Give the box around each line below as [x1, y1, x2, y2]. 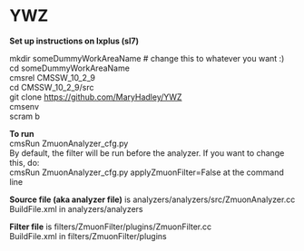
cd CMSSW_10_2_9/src [9, 82, 94, 92]
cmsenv [9, 101, 39, 111]
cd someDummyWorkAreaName [9, 63, 130, 73]
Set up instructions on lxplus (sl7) [9, 35, 139, 46]
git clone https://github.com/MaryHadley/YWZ [9, 92, 182, 102]
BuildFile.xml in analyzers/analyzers [9, 203, 143, 214]
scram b [9, 111, 41, 121]
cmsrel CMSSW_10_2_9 [9, 72, 95, 82]
